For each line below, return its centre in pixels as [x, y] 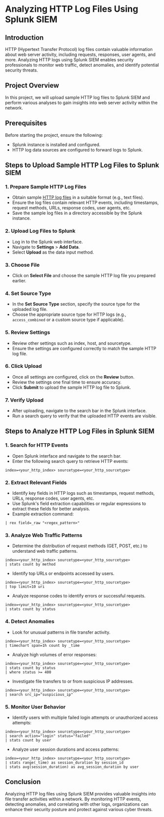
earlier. [19, 281]
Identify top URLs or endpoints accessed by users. [63, 574]
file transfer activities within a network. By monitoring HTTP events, [73, 799]
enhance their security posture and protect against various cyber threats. [79, 809]
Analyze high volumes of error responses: [54, 654]
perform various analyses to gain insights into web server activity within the [82, 102]
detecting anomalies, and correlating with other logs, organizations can [77, 804]
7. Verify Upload [24, 400]
